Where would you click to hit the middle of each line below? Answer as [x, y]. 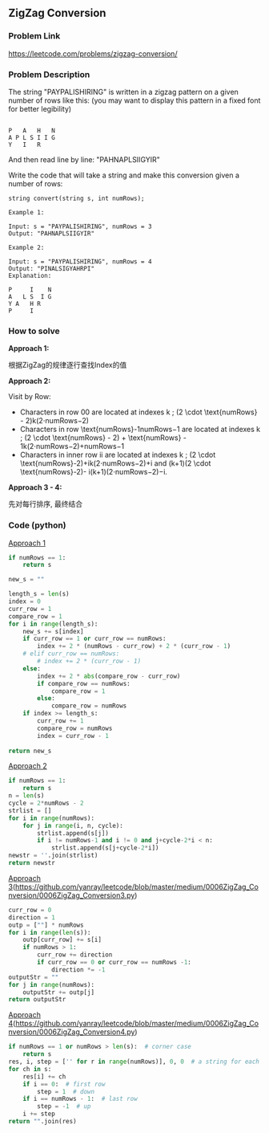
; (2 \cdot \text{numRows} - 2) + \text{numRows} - [103, 438]
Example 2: [26, 247]
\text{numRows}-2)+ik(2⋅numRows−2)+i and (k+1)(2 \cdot [115, 463]
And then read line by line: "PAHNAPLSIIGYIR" [84, 159]
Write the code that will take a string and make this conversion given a [124, 175]
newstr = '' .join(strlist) [53, 856]
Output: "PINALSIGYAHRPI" [51, 268]
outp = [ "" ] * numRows [46, 925]
